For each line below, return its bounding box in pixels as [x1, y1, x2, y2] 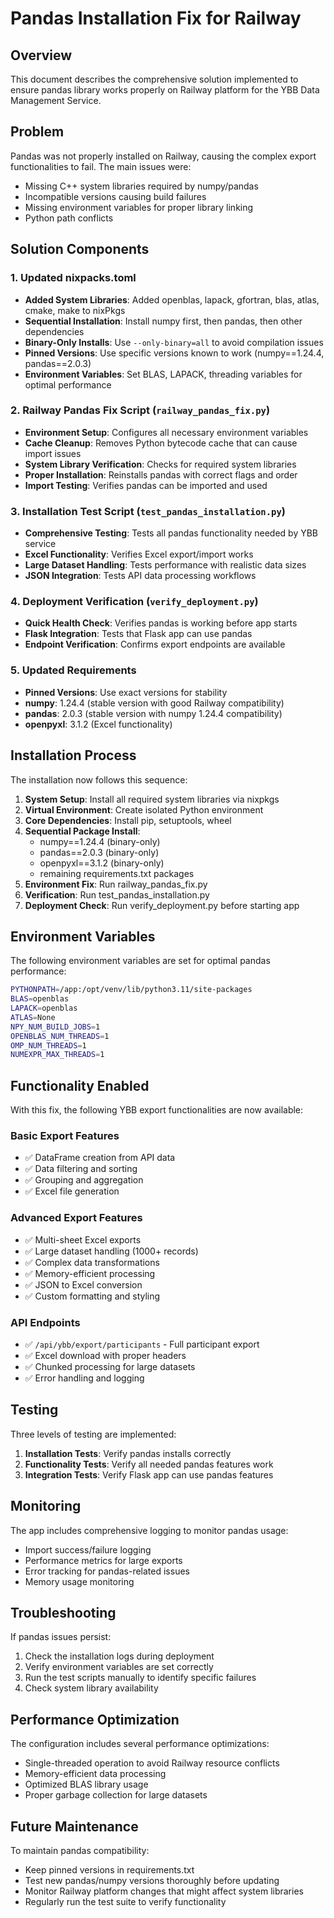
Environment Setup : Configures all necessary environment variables [24, 426, 309, 438]
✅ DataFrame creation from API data [24, 1152, 176, 1164]
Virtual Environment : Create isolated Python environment [24, 803, 264, 816]
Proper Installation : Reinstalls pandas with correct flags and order [24, 468, 298, 481]
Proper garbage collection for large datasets [24, 1789, 208, 1801]
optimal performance [24, 378, 112, 391]
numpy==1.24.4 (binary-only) [39, 835, 161, 847]
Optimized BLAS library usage [24, 1778, 149, 1791]
